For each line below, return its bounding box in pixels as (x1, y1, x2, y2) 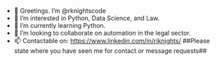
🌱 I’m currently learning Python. (13, 22, 106, 29)
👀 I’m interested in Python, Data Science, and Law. (13, 14, 160, 22)
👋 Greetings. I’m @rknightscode (13, 7, 107, 15)
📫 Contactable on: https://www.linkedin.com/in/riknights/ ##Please (13, 37, 211, 45)
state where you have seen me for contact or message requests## (13, 47, 207, 55)
